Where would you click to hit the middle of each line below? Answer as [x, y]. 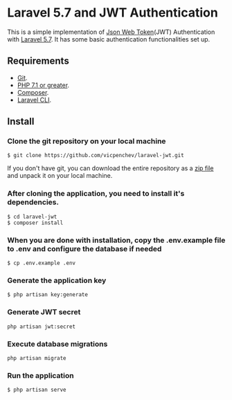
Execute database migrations [57, 344]
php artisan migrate [37, 358]
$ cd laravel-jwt [32, 217]
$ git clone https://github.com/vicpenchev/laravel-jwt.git [96, 156]
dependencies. [33, 202]
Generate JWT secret [44, 312]
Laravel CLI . [34, 100]
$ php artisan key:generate [48, 295]
